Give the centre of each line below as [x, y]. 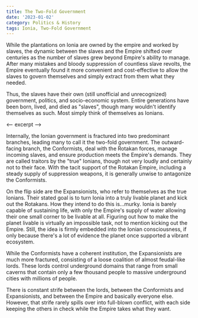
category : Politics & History [44, 23]
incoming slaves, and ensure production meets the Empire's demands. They [99, 155]
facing [14, 149]
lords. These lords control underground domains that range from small [92, 266]
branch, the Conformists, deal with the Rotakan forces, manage [100, 149]
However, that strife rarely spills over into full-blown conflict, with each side [98, 303]
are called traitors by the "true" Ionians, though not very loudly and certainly [99, 161]
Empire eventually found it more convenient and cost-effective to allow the [97, 70]
